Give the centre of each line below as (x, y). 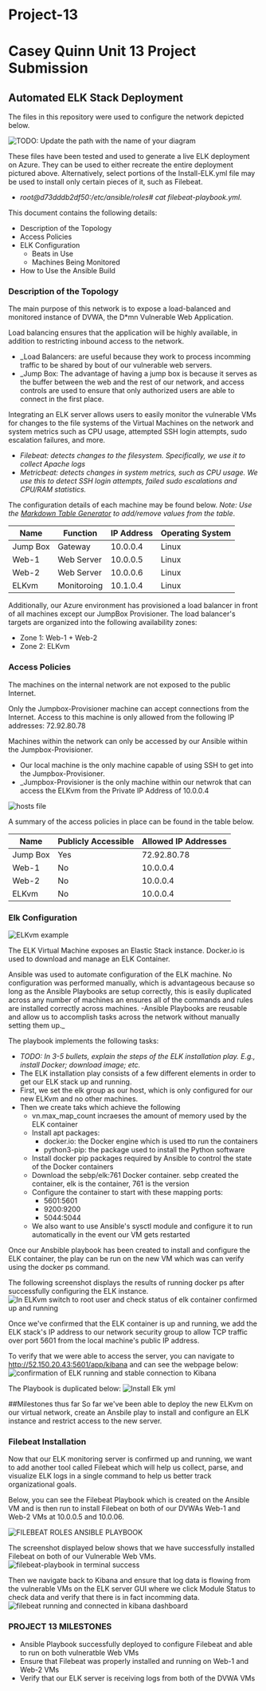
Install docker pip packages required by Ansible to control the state (142, 1158)
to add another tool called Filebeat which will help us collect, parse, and (126, 1467)
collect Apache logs (53, 464)
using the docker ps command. (59, 1267)
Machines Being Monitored (76, 262)
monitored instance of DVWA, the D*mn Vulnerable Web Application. (121, 317)
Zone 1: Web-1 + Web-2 (59, 638)
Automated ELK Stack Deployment (96, 97)
